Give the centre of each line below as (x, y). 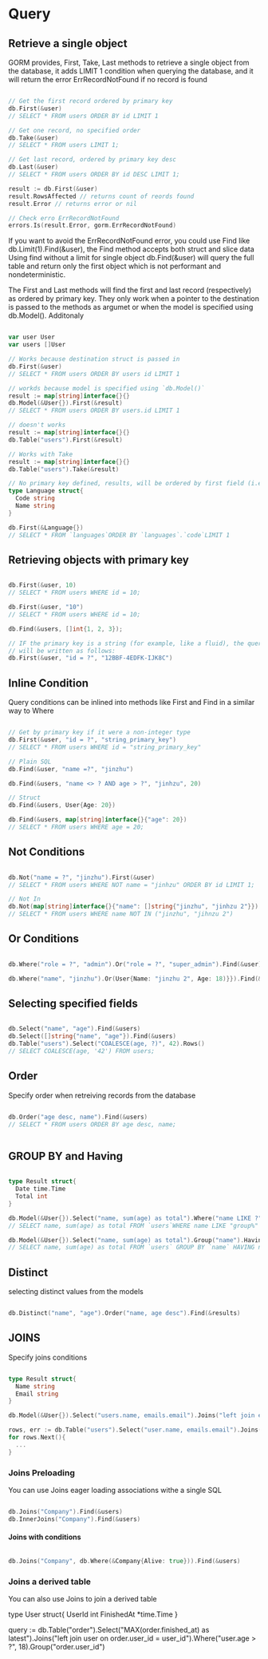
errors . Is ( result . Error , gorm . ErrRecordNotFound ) (93, 226)
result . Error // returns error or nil (73, 204)
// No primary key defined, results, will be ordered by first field (126, 484)
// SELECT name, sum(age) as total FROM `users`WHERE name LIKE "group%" (134, 1225)
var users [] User (37, 345)
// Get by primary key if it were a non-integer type (100, 732)
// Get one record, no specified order (75, 130)
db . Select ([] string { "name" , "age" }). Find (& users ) (93, 1036)
